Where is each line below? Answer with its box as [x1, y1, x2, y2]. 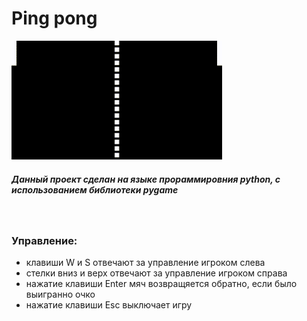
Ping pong [11, 7, 98, 30]
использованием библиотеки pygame [11, 183, 179, 196]
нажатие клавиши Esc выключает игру [25, 299, 193, 311]
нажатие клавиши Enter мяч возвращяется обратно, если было [25, 278, 298, 290]
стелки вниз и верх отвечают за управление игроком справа [25, 267, 288, 279]
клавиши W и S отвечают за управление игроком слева [25, 257, 266, 269]
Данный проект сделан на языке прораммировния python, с [11, 173, 281, 185]
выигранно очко [25, 288, 96, 301]
